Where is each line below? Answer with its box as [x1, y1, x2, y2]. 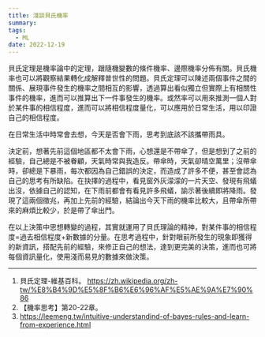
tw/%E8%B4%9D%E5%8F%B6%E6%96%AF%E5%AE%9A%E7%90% [19, 285, 254, 294]
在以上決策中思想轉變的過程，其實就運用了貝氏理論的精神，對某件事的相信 [8, 223, 250, 232]
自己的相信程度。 [8, 113, 64, 122]
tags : [8, 26, 26, 34]
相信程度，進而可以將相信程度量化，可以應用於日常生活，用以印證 [42, 103, 257, 113]
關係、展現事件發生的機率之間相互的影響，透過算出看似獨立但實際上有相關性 [8, 84, 257, 93]
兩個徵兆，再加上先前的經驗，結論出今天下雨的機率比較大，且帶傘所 [28, 196, 250, 205]
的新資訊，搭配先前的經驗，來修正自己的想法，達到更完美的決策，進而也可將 [8, 242, 257, 252]
